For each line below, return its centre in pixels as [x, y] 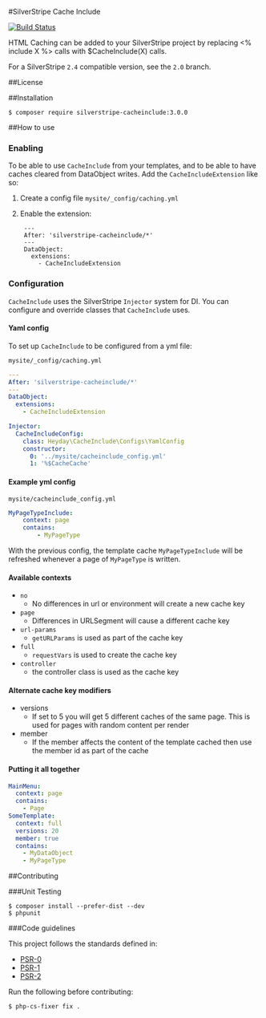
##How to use [32, 127]
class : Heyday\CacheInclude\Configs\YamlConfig [103, 441]
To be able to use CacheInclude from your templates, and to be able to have [132, 166]
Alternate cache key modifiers [60, 690]
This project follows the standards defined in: [83, 944]
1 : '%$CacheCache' [60, 464]
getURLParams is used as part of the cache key [107, 638]
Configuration [36, 284]
